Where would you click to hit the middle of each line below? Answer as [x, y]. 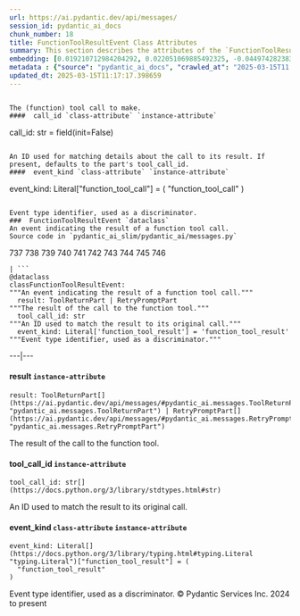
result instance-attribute [57, 377]
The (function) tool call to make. [75, 108]
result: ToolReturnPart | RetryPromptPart [97, 300]
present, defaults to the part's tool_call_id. [100, 164]
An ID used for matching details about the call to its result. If [137, 156]
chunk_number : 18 [42, 34]
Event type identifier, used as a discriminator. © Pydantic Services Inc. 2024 [150, 594]
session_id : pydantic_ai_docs [66, 26]
